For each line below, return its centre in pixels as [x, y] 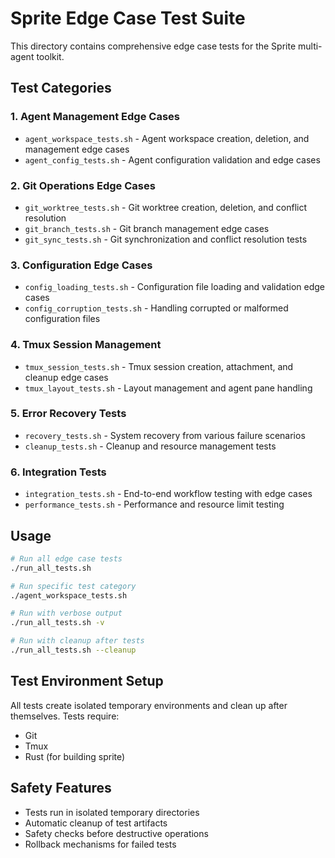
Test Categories [61, 88]
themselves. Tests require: [65, 716]
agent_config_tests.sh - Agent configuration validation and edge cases [172, 159]
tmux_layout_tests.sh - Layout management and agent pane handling [168, 388]
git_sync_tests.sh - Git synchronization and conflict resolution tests [166, 239]
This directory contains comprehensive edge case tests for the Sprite [153, 46]
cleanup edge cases [66, 377]
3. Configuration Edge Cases [81, 265]
